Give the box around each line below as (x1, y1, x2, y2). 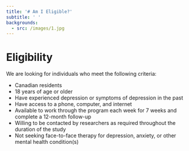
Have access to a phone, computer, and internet (14, 101, 132, 108)
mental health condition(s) (14, 139, 79, 146)
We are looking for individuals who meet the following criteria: (6, 70, 157, 78)
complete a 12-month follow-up (14, 113, 92, 120)
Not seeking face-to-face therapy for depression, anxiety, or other (14, 132, 177, 139)
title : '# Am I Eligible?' (6, 8, 73, 15)
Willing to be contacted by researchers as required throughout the (14, 120, 176, 127)
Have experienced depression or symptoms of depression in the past (14, 94, 183, 101)
